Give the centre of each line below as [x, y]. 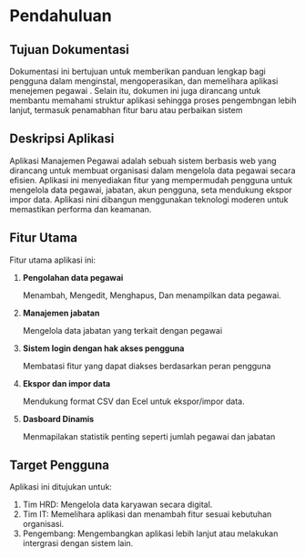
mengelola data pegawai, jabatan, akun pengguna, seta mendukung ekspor [151, 190]
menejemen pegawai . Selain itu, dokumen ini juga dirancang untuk [135, 91]
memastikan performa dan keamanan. [81, 209]
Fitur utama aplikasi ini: [53, 260]
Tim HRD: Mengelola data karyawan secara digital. [117, 505]
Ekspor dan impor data [66, 383]
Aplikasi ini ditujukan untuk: [61, 487]
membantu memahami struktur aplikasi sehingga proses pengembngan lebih [153, 100]
